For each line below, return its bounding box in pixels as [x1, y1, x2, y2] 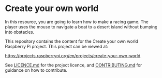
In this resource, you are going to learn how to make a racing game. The [5, 19, 148, 25]
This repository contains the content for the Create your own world [5, 38, 138, 44]
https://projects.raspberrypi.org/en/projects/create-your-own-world [5, 52, 141, 58]
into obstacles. [5, 29, 35, 35]
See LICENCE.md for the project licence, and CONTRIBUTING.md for [5, 62, 142, 68]
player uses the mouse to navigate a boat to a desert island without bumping [5, 24, 158, 29]
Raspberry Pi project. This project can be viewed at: [5, 43, 109, 49]
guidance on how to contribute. [5, 67, 68, 73]
